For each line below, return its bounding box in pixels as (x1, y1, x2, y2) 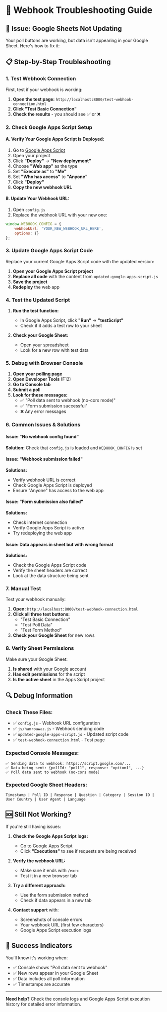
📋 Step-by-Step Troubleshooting (5, 58, 111, 66)
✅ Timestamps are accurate (12, 981, 70, 987)
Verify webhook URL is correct (12, 477, 76, 483)
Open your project (12, 152, 51, 158)
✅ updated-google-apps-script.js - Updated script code (12, 731, 129, 737)
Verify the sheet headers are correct (12, 567, 87, 574)
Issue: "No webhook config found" (5, 433, 79, 439)
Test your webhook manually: (5, 597, 66, 603)
